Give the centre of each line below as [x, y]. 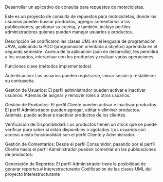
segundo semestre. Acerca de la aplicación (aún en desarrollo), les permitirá [82, 51]
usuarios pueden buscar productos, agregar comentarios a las [68, 22]
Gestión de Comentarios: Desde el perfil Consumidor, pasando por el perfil [80, 144]
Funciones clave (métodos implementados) [48, 66]
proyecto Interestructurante [33, 174]
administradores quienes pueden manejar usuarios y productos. [69, 32]
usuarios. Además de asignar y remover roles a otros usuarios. [68, 95]
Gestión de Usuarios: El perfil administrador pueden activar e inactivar [75, 90]
